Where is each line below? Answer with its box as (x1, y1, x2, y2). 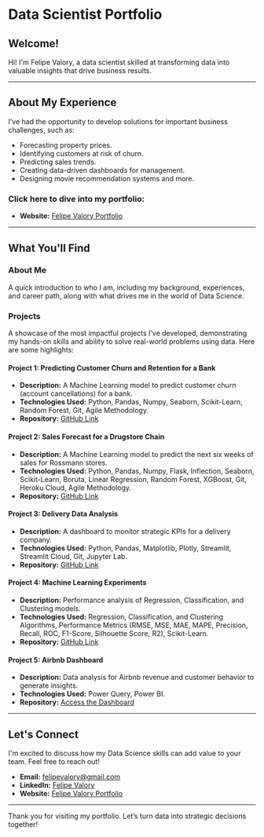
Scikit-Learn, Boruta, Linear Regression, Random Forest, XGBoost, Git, (19, 474, 247, 484)
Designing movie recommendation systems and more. (19, 174, 195, 183)
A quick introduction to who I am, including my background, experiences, (8, 283, 245, 292)
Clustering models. (19, 603, 81, 613)
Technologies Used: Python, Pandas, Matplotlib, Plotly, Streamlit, (19, 543, 232, 553)
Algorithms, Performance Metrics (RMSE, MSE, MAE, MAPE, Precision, (19, 620, 248, 630)
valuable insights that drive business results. (8, 66, 152, 75)
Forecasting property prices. (19, 140, 112, 150)
